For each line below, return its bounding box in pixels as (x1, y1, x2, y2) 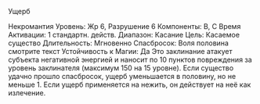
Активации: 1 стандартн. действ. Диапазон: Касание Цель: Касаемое (8, 30, 240, 39)
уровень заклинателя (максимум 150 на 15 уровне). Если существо (8, 63, 234, 73)
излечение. (8, 88, 46, 97)
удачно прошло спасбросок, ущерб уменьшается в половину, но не (8, 72, 237, 81)
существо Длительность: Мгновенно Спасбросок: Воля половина (8, 38, 229, 48)
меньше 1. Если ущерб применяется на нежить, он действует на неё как (8, 80, 251, 89)
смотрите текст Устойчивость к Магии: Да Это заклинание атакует (8, 47, 233, 56)
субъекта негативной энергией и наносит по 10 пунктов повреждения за (8, 55, 252, 64)
